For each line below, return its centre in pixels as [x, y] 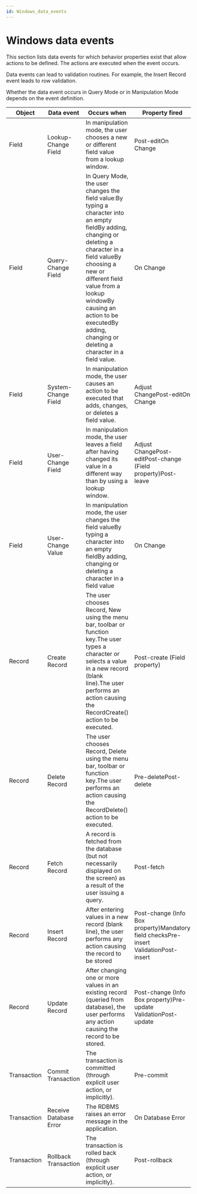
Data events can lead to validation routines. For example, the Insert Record [96, 74]
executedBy [102, 322]
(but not [97, 856]
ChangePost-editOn [162, 394]
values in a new [107, 917]
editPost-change [158, 459]
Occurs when [107, 113]
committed [101, 1067]
